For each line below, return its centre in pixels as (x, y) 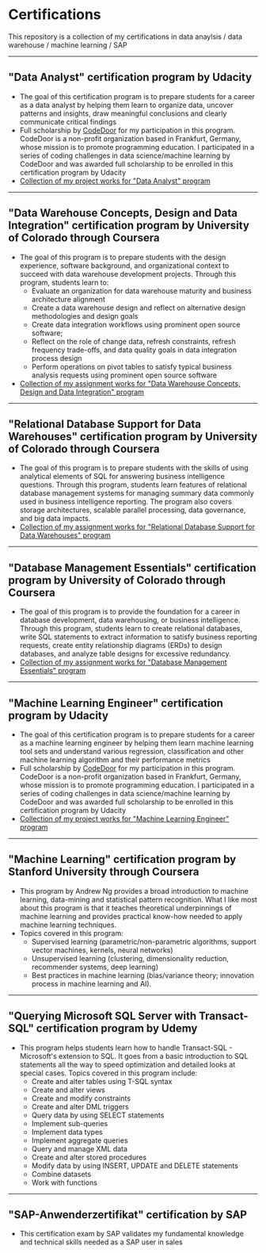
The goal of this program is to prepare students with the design (123, 257)
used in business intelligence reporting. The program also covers (125, 502)
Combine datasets (61, 1174)
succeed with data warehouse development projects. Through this (128, 274)
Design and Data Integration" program (82, 392)
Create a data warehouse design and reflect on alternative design (138, 308)
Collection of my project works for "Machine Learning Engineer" (124, 819)
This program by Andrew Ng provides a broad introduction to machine (134, 891)
